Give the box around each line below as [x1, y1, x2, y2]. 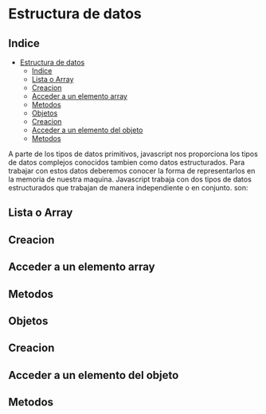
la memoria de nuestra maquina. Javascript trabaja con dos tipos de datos [8, 174, 252, 184]
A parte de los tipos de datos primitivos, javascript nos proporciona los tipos [8, 149, 259, 158]
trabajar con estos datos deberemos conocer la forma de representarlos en [8, 166, 256, 175]
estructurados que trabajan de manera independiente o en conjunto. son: [8, 183, 248, 192]
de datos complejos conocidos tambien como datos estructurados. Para [8, 158, 245, 167]
